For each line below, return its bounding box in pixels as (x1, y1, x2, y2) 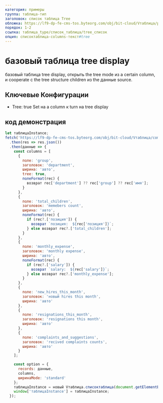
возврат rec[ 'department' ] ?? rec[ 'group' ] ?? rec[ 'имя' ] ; (26, 181, 149, 186)
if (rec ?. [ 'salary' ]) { (26, 262, 75, 267)
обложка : (5, 20, 23, 26)
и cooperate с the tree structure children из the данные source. (5, 77, 132, 82)
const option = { (14, 362, 49, 367)
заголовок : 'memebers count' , (22, 203, 83, 208)
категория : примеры (5, 7, 45, 12)
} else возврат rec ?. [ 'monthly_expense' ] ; (26, 271, 114, 276)
